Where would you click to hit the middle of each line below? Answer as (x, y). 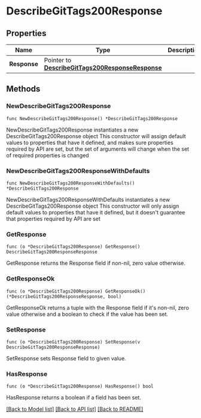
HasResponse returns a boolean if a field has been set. (74, 398)
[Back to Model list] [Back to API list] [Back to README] (75, 409)
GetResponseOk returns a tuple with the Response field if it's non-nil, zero (98, 307)
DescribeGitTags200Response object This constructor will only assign (93, 206)
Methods (23, 89)
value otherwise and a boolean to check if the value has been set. (87, 314)
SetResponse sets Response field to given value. (66, 358)
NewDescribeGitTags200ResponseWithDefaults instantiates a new (88, 199)
